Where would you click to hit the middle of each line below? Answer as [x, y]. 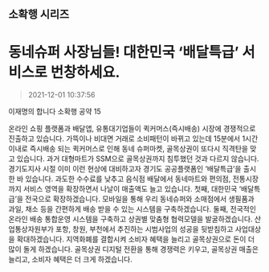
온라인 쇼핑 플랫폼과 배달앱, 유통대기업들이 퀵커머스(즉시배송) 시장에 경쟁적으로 [132, 129]
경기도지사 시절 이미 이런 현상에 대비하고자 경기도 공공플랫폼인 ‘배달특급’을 [125, 169]
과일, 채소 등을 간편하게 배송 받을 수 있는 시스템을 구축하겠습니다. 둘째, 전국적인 [132, 209]
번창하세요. [85, 72]
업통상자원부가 [31, 229]
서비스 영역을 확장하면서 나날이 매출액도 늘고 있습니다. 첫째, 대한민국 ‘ [132, 189]
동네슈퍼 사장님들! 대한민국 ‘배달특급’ [124, 52]
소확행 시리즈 [39, 14]
